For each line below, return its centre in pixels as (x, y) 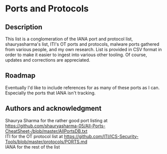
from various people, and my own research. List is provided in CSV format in (83, 49)
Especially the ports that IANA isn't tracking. (50, 93)
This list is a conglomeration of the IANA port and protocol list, (69, 39)
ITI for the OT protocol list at (34, 136)
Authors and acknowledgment (53, 109)
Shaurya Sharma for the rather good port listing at (57, 120)
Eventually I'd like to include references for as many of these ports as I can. (83, 87)
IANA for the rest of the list (33, 147)
